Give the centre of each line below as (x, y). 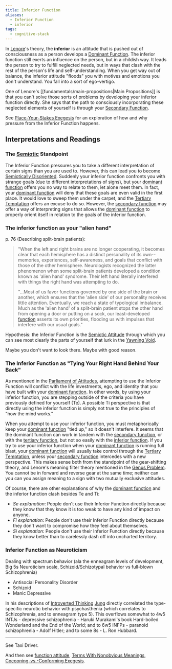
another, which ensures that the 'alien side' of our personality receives (92, 297)
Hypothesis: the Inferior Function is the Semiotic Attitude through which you (85, 334)
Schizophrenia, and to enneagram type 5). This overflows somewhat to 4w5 (85, 614)
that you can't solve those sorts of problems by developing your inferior (81, 97)
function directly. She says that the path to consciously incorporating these (84, 102)
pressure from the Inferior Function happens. (53, 123)
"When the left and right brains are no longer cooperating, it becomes (91, 249)
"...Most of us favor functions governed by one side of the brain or (88, 292)
